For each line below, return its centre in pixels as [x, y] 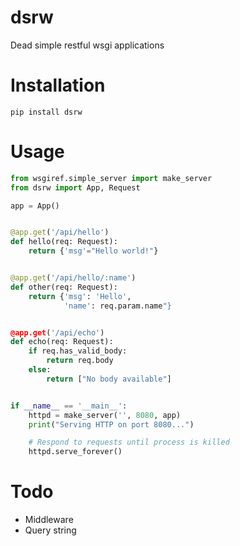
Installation [58, 85]
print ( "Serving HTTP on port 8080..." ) [111, 424]
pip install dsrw [46, 112]
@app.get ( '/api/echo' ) [57, 332]
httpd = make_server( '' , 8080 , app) [105, 415]
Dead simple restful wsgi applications [87, 45]
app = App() [35, 206]
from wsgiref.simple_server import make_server [111, 178]
